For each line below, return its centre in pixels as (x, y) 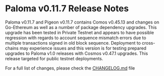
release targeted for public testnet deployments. (54, 58)
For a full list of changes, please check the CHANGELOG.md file (70, 68)
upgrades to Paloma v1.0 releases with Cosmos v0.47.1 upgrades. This (77, 53)
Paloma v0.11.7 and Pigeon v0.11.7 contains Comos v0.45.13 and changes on (82, 22)
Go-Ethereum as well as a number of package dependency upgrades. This (81, 27)
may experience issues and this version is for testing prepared (83, 48)
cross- (148, 43)
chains (12, 48)
